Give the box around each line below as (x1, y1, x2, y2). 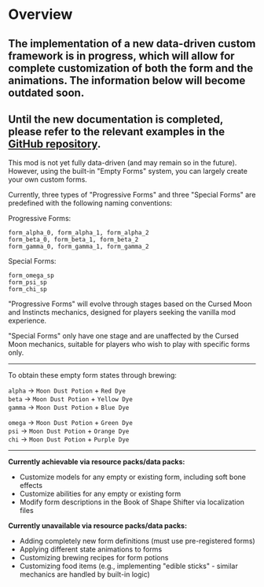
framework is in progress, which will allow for (8, 49, 235, 62)
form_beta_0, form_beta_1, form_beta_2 (8, 236, 139, 244)
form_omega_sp (8, 271, 55, 280)
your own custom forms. (8, 175, 88, 184)
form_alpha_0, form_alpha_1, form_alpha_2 (8, 229, 149, 237)
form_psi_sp (8, 279, 47, 286)
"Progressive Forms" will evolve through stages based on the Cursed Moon (8, 299, 252, 308)
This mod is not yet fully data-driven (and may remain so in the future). (8, 158, 237, 168)
